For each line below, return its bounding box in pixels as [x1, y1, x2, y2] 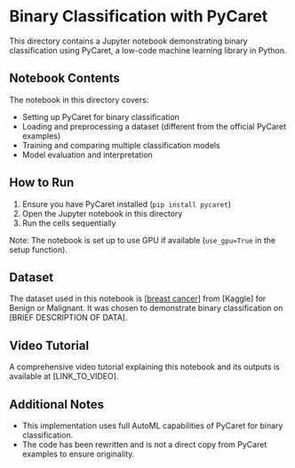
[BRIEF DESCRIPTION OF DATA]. [9, 313, 128, 323]
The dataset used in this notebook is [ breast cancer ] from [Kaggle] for [9, 293, 267, 304]
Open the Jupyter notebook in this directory [21, 208, 183, 218]
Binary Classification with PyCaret [9, 6, 268, 27]
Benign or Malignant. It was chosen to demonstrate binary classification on [9, 303, 283, 313]
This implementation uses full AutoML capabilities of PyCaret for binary [21, 420, 283, 431]
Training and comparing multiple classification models [21, 139, 220, 150]
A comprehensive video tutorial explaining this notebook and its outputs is [9, 361, 280, 372]
